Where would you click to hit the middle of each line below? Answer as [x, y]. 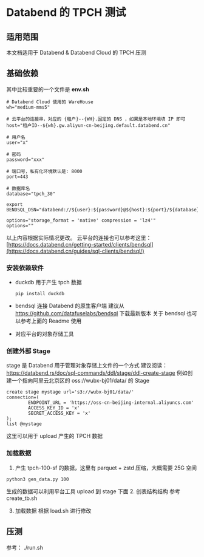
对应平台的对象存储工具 [44, 334]
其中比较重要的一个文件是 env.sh [48, 89]
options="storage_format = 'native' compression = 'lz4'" [81, 220]
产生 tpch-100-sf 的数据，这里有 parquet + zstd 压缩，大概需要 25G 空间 [106, 468]
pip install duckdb [40, 294]
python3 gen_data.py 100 [38, 479]
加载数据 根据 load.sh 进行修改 [53, 510]
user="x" [17, 142]
